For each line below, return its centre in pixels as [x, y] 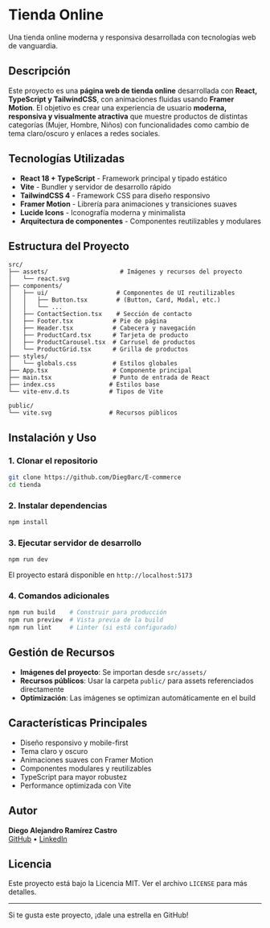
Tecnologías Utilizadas [67, 159]
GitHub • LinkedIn [38, 839]
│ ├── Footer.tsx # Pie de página [88, 321]
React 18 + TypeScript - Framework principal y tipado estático [123, 178]
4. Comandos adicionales [59, 596]
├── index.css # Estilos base [84, 385]
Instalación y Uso [53, 437]
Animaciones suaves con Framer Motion [87, 759]
